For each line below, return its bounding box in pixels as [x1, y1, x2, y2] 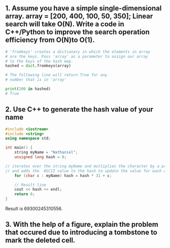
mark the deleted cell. [5, 236, 76, 245]
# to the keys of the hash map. [5, 58, 73, 64]
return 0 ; [14, 192, 35, 197]
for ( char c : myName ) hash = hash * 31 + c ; [14, 173, 112, 178]
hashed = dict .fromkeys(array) [5, 63, 71, 68]
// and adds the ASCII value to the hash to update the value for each [5, 168, 162, 173]
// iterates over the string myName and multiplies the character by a [5, 163, 159, 169]
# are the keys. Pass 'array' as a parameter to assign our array [5, 54, 148, 59]
